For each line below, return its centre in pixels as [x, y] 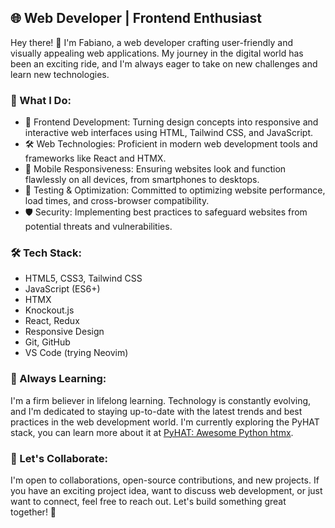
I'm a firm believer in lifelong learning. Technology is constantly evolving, [161, 400]
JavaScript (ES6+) [62, 289]
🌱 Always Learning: [58, 379]
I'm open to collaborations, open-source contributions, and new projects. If [165, 480]
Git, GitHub [47, 342]
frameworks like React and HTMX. [95, 158]
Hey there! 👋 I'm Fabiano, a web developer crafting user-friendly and [151, 42]
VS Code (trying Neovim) [76, 353]
